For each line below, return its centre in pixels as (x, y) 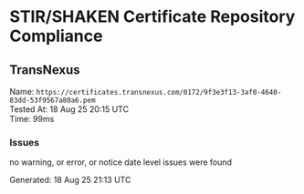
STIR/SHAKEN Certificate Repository (152, 17)
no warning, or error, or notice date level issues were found (121, 162)
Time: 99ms (32, 119)
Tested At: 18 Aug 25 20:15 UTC (69, 109)
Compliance (56, 36)
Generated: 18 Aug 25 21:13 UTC (70, 180)
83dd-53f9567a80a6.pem (52, 100)
